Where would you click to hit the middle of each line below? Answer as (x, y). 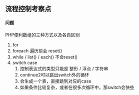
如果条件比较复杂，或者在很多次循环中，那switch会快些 (77, 87)
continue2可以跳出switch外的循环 (54, 74)
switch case (25, 62)
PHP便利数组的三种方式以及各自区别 (42, 34)
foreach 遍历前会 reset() (37, 50)
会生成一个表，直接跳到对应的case (55, 81)
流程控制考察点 (28, 9)
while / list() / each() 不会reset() (45, 57)
